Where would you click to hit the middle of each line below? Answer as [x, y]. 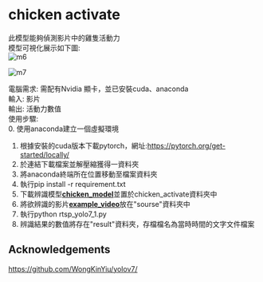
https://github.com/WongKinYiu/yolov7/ [73, 268]
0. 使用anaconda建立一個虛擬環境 [64, 129]
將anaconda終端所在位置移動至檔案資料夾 [88, 174]
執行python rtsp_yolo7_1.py [63, 214]
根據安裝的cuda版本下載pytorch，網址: [84, 145]
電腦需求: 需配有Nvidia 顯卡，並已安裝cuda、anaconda [98, 89]
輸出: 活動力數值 [35, 109]
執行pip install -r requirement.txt [73, 184]
